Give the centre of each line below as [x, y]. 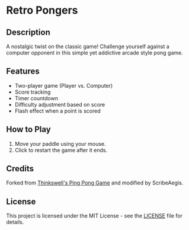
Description [28, 32]
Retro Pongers [42, 10]
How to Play [29, 130]
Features [23, 71]
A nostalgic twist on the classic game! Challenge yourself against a [88, 46]
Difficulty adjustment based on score [60, 104]
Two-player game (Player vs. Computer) [64, 85]
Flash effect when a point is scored [57, 111]
